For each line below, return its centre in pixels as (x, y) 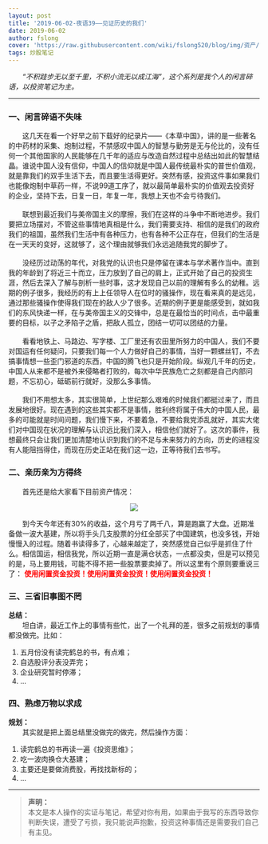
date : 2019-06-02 (37, 30)
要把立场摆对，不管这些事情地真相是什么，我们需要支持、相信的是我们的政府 (134, 224)
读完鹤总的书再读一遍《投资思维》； (77, 750)
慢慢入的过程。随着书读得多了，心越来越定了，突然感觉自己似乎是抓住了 (127, 543)
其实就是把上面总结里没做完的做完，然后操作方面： (106, 732)
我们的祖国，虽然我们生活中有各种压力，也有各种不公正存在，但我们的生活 (130, 234)
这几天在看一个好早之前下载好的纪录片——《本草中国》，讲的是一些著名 (140, 136)
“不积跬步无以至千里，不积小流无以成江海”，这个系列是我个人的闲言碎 (138, 76)
